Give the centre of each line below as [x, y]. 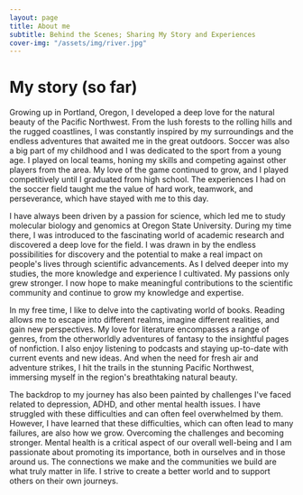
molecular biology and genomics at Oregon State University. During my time [151, 225]
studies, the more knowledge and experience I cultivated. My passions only [150, 274]
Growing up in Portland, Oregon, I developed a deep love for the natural [142, 113]
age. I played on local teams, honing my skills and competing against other [148, 160]
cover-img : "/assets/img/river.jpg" [78, 43]
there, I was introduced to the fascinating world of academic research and [147, 235]
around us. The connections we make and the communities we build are [143, 462]
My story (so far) [73, 87]
